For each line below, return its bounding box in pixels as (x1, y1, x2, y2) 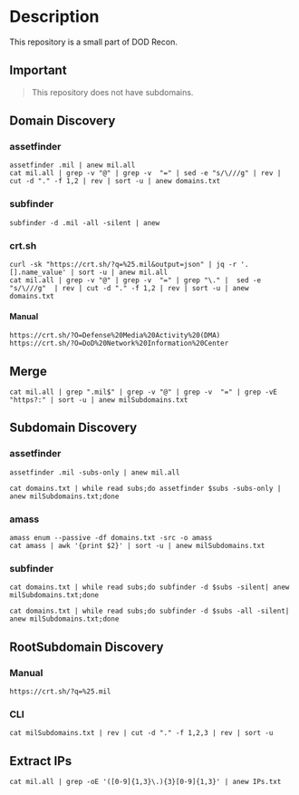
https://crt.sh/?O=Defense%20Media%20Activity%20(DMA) (9, 331, 221, 340)
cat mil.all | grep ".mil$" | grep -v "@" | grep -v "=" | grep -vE (9, 388, 278, 397)
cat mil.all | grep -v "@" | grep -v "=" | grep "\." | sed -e (9, 276, 261, 285)
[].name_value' (9, 268, 67, 278)
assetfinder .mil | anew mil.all (9, 161, 136, 170)
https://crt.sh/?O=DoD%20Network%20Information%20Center (9, 339, 229, 348)
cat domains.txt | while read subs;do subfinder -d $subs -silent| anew (9, 583, 290, 592)
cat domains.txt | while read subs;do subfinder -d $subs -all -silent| (9, 606, 290, 616)
